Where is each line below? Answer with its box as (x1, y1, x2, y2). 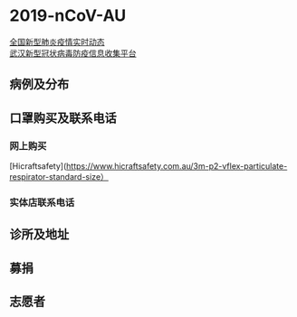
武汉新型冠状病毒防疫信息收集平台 (9, 47, 137, 59)
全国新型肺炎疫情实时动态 (9, 36, 105, 47)
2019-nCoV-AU (9, 5, 127, 26)
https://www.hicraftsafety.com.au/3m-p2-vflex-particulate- (66, 161, 288, 172)
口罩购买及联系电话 (9, 110, 117, 126)
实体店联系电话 (9, 196, 75, 209)
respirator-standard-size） (9, 172, 109, 182)
